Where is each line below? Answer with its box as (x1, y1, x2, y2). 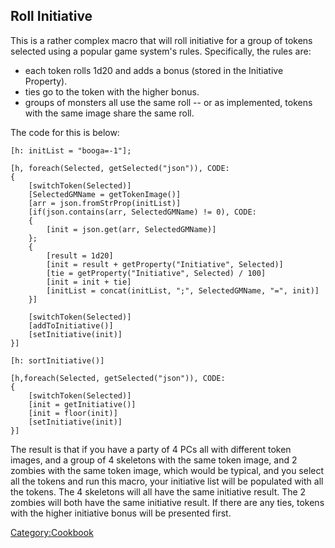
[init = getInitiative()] (28, 399, 137, 409)
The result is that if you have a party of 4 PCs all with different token (10, 443, 292, 455)
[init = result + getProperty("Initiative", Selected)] (46, 259, 284, 269)
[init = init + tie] (46, 277, 132, 287)
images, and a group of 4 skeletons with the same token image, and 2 (10, 454, 298, 466)
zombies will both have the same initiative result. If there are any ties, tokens (10, 496, 325, 508)
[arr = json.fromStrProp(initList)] (28, 198, 182, 208)
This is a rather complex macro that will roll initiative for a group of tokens (10, 34, 313, 46)
